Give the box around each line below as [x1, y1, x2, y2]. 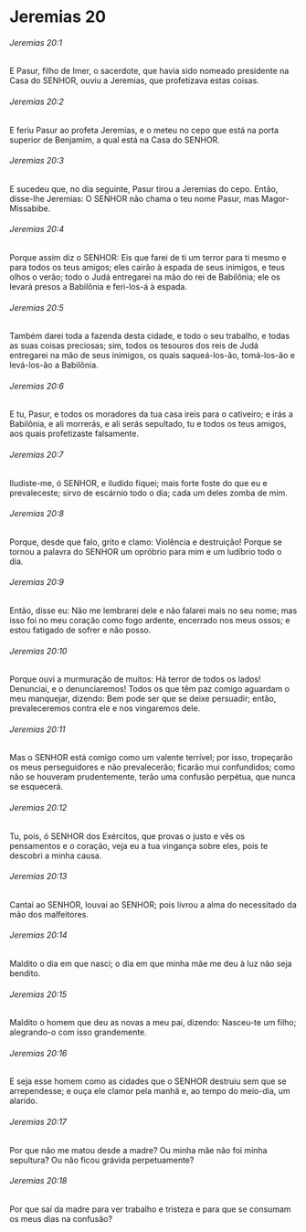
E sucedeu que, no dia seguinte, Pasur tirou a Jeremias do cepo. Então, [9, 183, 279, 194]
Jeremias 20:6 [9, 380, 64, 391]
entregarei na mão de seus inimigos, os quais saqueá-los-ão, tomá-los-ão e [9, 350, 295, 361]
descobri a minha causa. [9, 850, 102, 861]
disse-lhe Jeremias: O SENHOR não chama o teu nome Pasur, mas [9, 193, 260, 204]
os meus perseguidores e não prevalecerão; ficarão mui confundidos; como [9, 761, 296, 773]
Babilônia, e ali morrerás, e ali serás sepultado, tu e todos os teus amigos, [9, 419, 287, 430]
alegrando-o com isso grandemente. [9, 1026, 148, 1038]
